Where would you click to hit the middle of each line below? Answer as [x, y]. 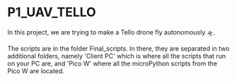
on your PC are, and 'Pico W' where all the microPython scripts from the [112, 63]
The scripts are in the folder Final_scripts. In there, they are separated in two [118, 48]
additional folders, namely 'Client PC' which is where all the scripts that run [117, 56]
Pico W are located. [36, 70]
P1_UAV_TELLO [52, 12]
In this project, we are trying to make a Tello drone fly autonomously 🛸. [111, 32]
